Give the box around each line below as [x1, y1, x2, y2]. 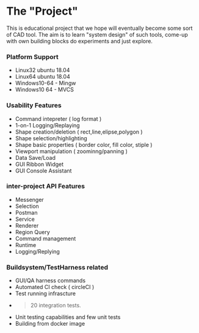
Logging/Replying [15, 248, 60, 255]
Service [15, 215, 35, 223]
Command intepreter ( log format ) [15, 115, 102, 123]
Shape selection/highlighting [15, 134, 87, 141]
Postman [15, 209, 38, 216]
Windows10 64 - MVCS [15, 86, 74, 93]
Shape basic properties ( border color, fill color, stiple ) [15, 141, 153, 148]
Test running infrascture [15, 290, 76, 297]
